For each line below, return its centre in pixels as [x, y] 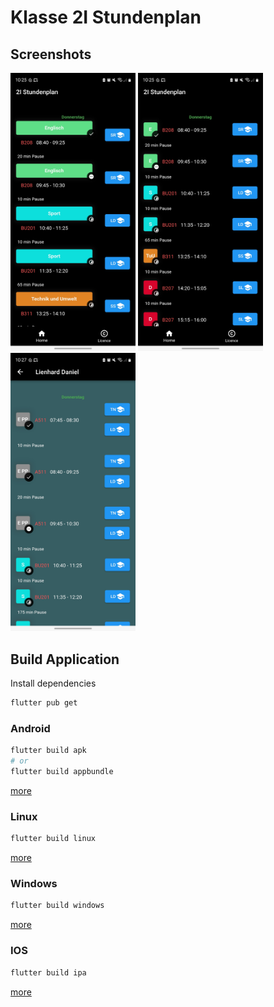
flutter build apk [48, 751]
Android [30, 729]
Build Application [65, 659]
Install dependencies [53, 683]
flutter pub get [44, 703]
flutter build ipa [48, 972]
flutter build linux [53, 839]
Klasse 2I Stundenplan [106, 17]
